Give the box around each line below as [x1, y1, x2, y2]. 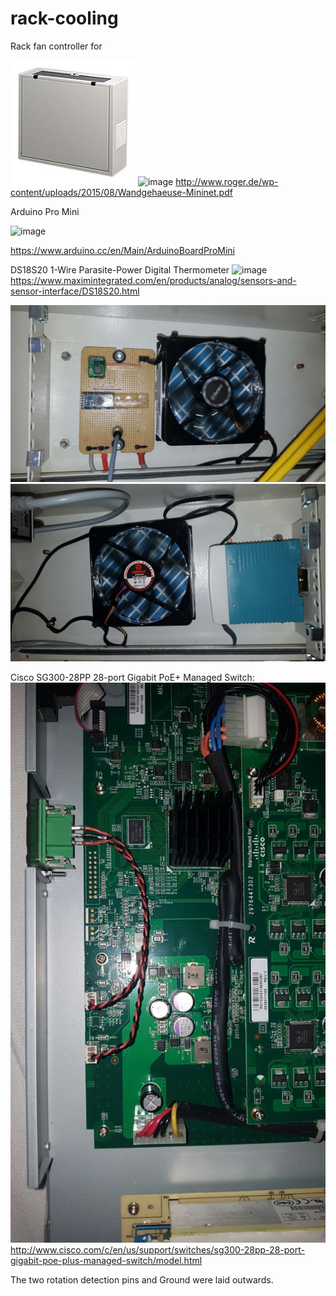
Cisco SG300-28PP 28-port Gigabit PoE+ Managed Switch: [10, 671, 255, 683]
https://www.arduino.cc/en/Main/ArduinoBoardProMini [10, 244, 235, 256]
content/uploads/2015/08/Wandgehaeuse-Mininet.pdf [10, 186, 233, 198]
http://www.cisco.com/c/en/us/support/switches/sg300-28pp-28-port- [10, 1243, 305, 1256]
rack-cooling [10, 7, 119, 30]
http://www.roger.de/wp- [175, 175, 279, 187]
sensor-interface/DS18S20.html [10, 285, 140, 297]
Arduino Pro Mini [10, 205, 80, 217]
